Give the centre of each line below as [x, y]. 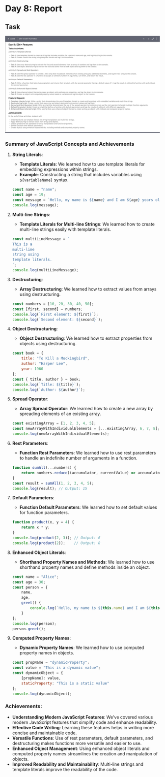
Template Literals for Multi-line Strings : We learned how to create [87, 224]
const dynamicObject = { [38, 673]
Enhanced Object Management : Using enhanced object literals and [81, 748]
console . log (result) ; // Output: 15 [50, 488]
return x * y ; [36, 527]
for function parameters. [44, 513]
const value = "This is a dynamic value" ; [56, 668]
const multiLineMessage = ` [41, 239]
